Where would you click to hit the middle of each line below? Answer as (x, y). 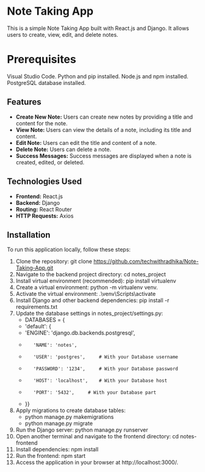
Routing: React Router (44, 209)
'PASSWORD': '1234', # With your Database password (106, 369)
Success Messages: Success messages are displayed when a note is (103, 156)
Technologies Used (44, 182)
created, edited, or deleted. (50, 162)
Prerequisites (42, 60)
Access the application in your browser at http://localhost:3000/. (97, 462)
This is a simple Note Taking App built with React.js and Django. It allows (98, 28)
